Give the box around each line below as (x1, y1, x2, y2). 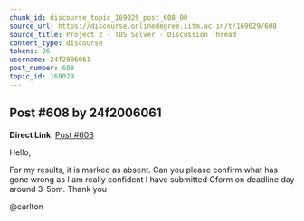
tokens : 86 (9, 47, 51, 56)
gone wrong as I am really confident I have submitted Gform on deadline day (9, 173, 295, 185)
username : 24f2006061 (9, 55, 91, 64)
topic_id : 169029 (9, 72, 75, 81)
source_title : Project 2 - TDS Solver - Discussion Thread (9, 30, 237, 39)
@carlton (9, 200, 43, 212)
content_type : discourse (9, 38, 103, 48)
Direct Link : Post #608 (9, 129, 95, 140)
